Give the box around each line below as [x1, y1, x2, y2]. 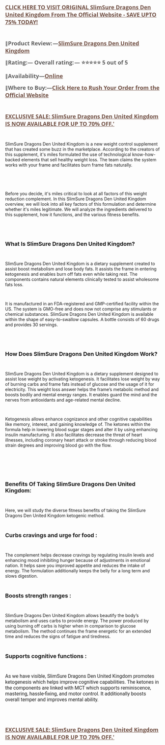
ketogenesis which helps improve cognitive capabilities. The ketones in [5, 679, 159, 685]
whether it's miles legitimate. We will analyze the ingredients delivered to [5, 206, 152, 212]
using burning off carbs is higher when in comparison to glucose [5, 623, 136, 629]
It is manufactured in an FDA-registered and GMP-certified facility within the [5, 301, 159, 306]
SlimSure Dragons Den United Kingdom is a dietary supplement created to [5, 261, 156, 266]
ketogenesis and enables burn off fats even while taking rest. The [5, 271, 137, 277]
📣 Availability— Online [5, 72, 63, 80]
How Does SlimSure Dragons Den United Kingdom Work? [5, 350, 158, 357]
